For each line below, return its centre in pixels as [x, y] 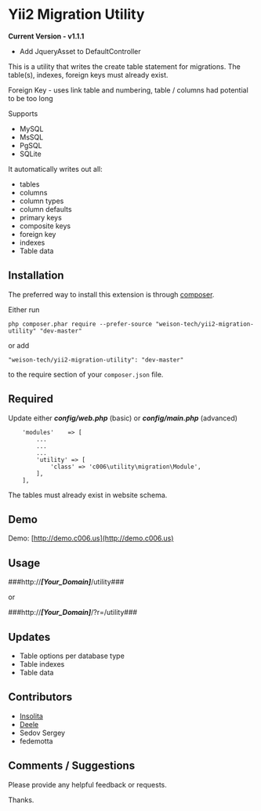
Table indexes [42, 664]
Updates [29, 637]
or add [19, 345]
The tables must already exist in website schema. [88, 495]
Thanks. [21, 800]
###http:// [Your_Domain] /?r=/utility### [73, 613]
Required [31, 399]
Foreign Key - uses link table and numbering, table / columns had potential [128, 90]
